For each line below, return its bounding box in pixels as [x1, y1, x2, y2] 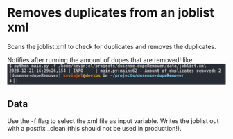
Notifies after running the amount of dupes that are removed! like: [7, 55, 195, 64]
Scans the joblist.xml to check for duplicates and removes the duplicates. [7, 42, 216, 50]
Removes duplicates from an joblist [7, 5, 215, 21]
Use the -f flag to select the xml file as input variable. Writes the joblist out [7, 116, 219, 125]
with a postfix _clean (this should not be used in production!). [7, 124, 182, 132]
